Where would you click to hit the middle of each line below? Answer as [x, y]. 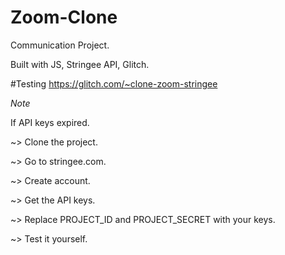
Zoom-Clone [64, 17]
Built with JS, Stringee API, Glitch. [80, 64]
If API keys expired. [50, 122]
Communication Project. [60, 45]
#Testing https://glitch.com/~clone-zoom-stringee [114, 83]
